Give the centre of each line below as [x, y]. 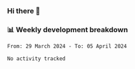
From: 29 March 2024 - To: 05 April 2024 [67, 46]
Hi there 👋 [24, 11]
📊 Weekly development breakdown [67, 29]
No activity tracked [37, 59]
